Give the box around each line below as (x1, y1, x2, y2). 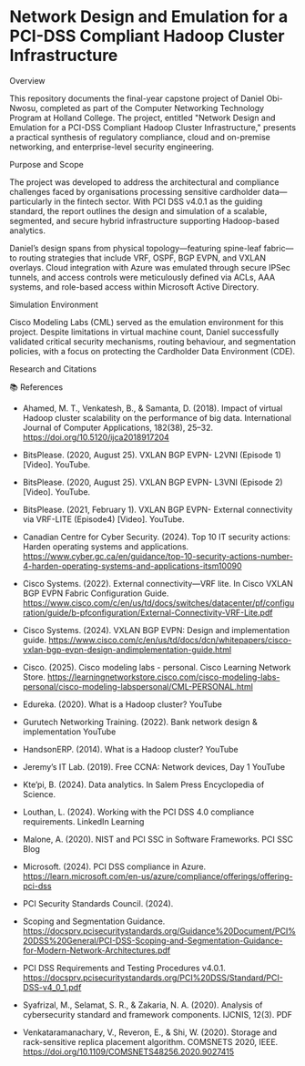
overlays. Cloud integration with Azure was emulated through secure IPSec (9, 261, 291, 272)
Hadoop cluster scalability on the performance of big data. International (22, 412, 291, 423)
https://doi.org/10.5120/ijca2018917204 (22, 431, 170, 443)
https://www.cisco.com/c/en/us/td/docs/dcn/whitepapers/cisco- (48, 634, 292, 645)
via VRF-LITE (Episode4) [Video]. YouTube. (22, 513, 185, 525)
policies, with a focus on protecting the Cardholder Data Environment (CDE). (9, 345, 296, 356)
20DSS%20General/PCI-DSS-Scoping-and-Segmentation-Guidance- (22, 935, 284, 946)
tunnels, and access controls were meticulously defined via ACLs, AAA (9, 272, 276, 282)
